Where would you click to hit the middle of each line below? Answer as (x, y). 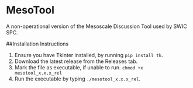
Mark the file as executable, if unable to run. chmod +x (79, 67)
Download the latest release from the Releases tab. (76, 61)
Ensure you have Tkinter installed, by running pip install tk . (89, 55)
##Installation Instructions (37, 44)
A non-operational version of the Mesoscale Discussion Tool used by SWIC (96, 26)
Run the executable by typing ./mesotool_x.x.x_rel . (77, 79)
